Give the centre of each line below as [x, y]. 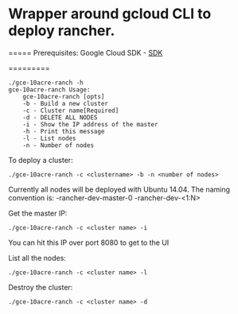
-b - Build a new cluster [66, 103]
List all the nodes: [37, 258]
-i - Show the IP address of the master [90, 124]
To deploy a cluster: [41, 160]
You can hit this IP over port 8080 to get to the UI [89, 242]
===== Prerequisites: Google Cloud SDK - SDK [86, 52]
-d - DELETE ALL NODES [60, 117]
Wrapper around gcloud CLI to [110, 14]
